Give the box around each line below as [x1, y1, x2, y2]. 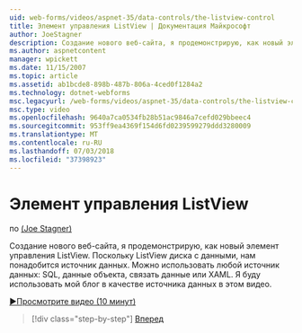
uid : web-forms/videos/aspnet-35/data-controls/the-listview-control [9, 13, 276, 22]
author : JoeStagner [9, 30, 83, 39]
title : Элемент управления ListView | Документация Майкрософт [9, 22, 252, 31]
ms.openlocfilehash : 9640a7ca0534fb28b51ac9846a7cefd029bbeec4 [9, 113, 252, 122]
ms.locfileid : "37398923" [9, 154, 106, 164]
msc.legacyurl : [9, 96, 67, 106]
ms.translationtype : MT [9, 130, 99, 139]
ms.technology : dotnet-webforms [9, 88, 130, 97]
